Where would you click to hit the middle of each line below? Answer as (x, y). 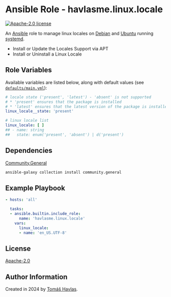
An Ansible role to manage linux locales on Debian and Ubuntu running (79, 33)
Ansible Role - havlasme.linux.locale (84, 9)
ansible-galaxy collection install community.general (64, 172)
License (18, 248)
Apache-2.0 (18, 261)
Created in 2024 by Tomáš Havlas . (41, 289)
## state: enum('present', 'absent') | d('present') (65, 134)
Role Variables (28, 70)
